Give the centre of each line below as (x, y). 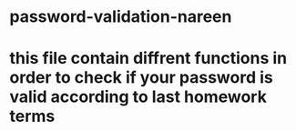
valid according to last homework (138, 97)
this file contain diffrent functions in (148, 59)
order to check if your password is (141, 78)
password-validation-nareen (121, 17)
